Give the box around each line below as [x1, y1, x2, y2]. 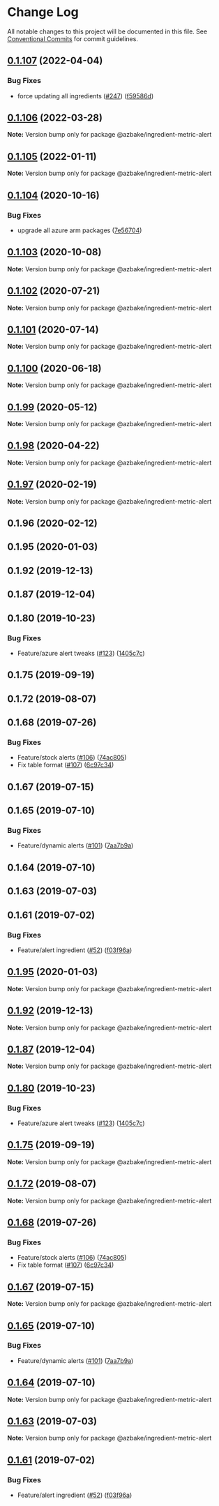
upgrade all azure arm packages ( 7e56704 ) [17, 226, 142, 234]
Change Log [7, 4, 79, 20]
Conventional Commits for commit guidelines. [7, 34, 138, 43]
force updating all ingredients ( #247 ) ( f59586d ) [17, 91, 154, 100]
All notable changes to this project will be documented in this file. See [7, 27, 208, 36]
